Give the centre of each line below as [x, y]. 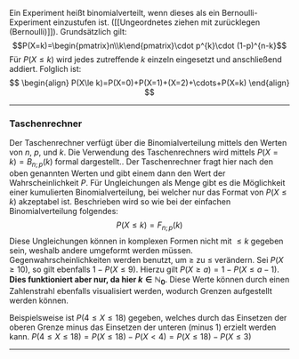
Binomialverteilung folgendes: [64, 211]
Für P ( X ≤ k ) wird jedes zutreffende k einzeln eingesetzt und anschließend [145, 60]
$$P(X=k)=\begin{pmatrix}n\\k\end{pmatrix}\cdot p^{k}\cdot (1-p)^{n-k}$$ [149, 45]
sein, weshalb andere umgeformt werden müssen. [101, 250]
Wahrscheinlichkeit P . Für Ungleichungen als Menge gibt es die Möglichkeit [147, 183]
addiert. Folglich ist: [45, 69]
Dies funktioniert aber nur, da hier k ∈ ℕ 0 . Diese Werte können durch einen [149, 280]
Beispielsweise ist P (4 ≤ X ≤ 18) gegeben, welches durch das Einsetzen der [148, 317]
